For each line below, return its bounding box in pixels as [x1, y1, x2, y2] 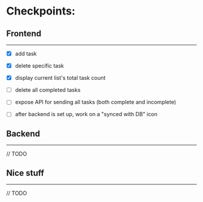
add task [14, 50, 37, 57]
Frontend [6, 28, 42, 39]
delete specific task [14, 62, 65, 70]
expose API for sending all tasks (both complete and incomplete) [14, 99, 176, 106]
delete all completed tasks [14, 86, 81, 94]
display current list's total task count [14, 74, 106, 82]
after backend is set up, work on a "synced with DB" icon [14, 111, 158, 118]
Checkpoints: [6, 4, 76, 18]
